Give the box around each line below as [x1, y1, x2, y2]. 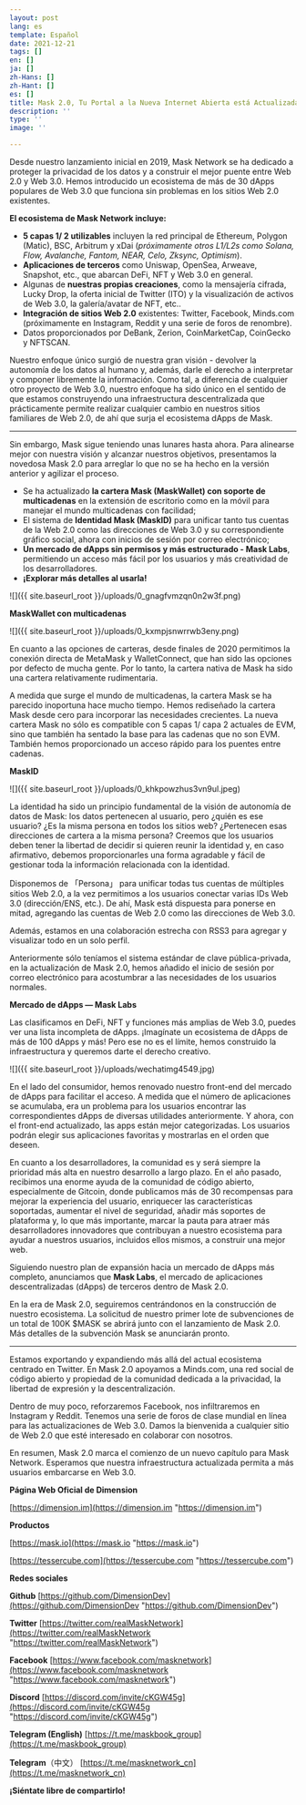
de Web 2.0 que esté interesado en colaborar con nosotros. [9, 1430, 233, 1441]
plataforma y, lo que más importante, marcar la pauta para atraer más [9, 1215, 270, 1226]
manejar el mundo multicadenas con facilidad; [22, 505, 197, 516]
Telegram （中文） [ [9, 1758, 84, 1768]
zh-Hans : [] [9, 73, 55, 82]
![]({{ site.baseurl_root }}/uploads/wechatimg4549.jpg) [9, 1063, 216, 1074]
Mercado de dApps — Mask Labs [9, 1000, 138, 1010]
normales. [9, 981, 47, 992]
